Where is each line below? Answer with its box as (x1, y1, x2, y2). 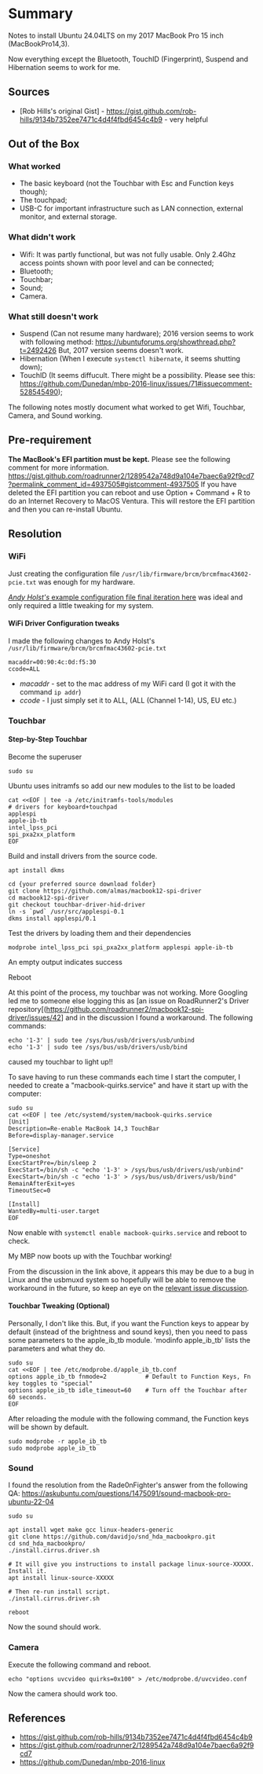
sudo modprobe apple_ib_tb (8, 1445, 97, 1453)
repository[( (8, 1004, 47, 1013)
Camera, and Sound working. (8, 411, 103, 420)
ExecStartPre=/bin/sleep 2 (8, 1159, 97, 1167)
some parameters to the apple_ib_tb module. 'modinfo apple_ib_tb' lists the (8, 1336, 251, 1345)
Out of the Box (8, 137, 80, 151)
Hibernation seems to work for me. (8, 62, 121, 71)
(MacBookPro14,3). (8, 38, 70, 48)
